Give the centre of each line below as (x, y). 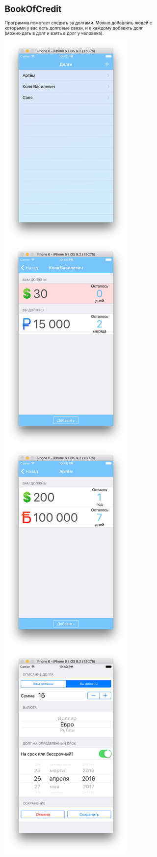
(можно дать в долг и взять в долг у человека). (54, 33)
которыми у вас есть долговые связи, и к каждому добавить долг (74, 28)
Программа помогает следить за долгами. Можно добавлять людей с (78, 23)
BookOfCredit (33, 9)
